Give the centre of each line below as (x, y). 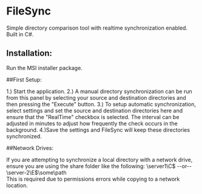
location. (17, 185)
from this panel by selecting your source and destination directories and (96, 97)
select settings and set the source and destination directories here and (95, 111)
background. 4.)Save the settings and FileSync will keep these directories (98, 130)
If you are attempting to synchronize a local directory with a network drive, (99, 160)
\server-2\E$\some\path (36, 172)
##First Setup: (24, 79)
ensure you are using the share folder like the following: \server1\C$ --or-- (99, 166)
